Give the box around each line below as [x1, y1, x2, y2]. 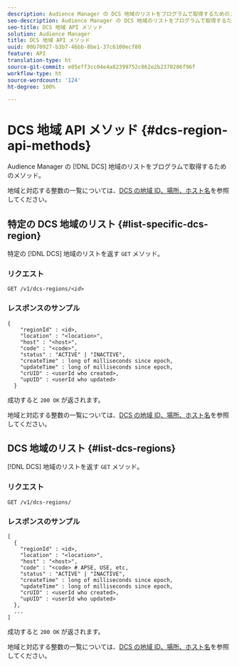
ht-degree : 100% [7, 83, 55, 90]
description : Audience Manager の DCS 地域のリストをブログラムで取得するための [7, 10, 230, 18]
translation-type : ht [7, 57, 72, 64]
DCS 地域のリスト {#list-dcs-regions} [7, 442, 176, 454]
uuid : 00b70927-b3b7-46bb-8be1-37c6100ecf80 [7, 43, 142, 51]
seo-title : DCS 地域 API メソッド [7, 23, 103, 31]
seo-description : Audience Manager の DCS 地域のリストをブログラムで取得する [7, 17, 227, 24]
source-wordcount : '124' [7, 76, 81, 84]
